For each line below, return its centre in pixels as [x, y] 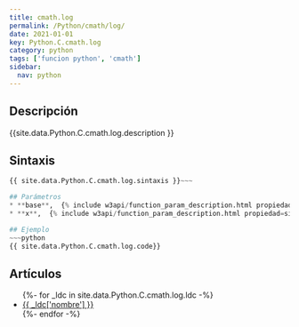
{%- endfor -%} [51, 314]
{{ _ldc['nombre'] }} [58, 305]
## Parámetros [36, 197]
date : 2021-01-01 [41, 34]
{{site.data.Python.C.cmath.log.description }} [92, 132]
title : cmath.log [41, 17]
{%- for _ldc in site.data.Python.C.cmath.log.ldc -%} [117, 295]
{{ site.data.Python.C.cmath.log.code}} [85, 246]
